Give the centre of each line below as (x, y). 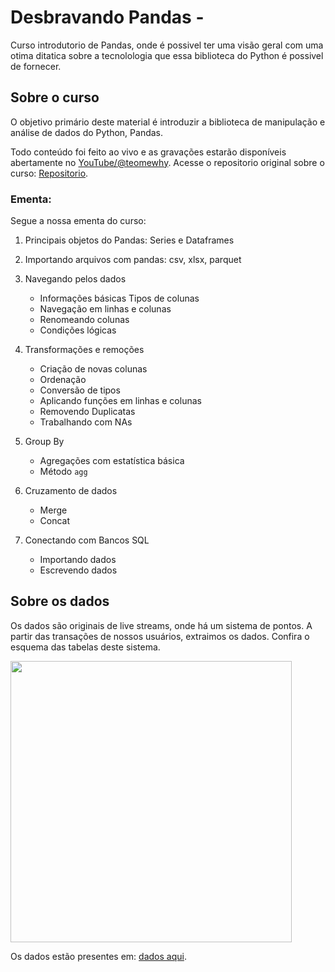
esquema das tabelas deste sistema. (85, 647)
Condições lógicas (78, 330)
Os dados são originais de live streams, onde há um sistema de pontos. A (161, 625)
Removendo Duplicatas (87, 412)
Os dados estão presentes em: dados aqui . (98, 956)
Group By (44, 442)
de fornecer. (36, 66)
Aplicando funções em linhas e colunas (120, 401)
